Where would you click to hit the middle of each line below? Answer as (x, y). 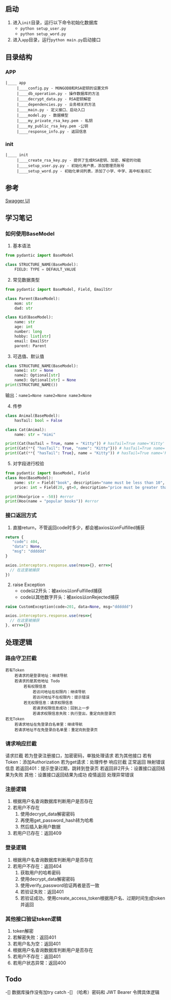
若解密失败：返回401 (34, 937)
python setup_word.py (43, 34)
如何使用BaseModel (30, 234)
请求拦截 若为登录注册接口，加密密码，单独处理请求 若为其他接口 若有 (78, 756)
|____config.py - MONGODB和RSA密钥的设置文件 (63, 88)
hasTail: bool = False (38, 420)
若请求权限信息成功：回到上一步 (61, 708)
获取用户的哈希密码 (40, 872)
